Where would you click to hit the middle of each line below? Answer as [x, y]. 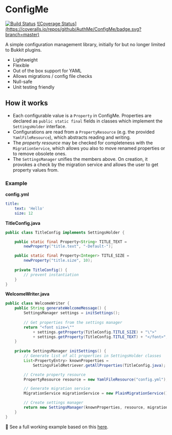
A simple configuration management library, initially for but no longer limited [85, 44]
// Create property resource [55, 375]
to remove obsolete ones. [39, 153]
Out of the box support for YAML [47, 71]
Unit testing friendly [34, 87]
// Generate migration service [57, 389]
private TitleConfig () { [41, 270]
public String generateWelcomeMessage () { [60, 308]
